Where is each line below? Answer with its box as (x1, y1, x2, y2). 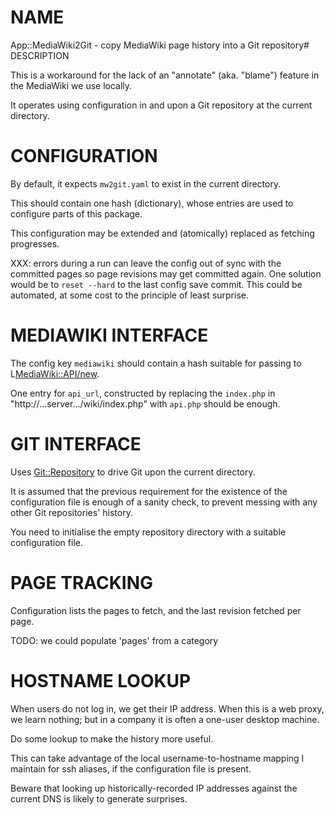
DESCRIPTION (10, 49, 70, 61)
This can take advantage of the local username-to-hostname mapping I (10, 752, 305, 764)
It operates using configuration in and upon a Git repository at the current (10, 99, 313, 111)
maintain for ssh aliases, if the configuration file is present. (10, 762, 252, 775)
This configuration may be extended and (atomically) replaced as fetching (10, 227, 315, 239)
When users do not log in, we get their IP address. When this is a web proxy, (10, 702, 325, 715)
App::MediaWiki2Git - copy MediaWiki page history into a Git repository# (10, 39, 310, 51)
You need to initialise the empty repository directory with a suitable (10, 526, 287, 538)
